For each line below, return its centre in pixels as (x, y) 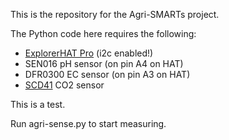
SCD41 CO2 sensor (64, 85)
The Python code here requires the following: (103, 33)
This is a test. (38, 104)
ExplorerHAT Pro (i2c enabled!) (89, 53)
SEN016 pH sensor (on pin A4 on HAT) (104, 63)
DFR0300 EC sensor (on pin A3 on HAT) (107, 74)
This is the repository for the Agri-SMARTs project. (115, 14)
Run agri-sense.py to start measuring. (88, 123)
